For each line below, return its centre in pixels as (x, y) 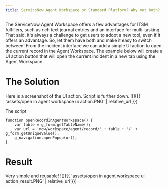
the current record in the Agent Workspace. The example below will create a (84, 51)
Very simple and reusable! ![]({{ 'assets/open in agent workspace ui (75, 176)
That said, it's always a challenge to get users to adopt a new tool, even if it (83, 35)
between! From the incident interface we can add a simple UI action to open (83, 45)
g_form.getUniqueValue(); (32, 133)
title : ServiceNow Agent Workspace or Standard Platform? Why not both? (83, 10)
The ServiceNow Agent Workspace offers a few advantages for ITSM (77, 24)
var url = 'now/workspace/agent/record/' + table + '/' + (76, 129)
